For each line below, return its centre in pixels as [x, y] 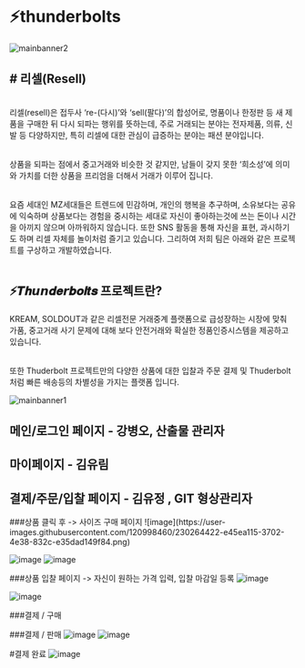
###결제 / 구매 [36, 615]
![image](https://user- [185, 522]
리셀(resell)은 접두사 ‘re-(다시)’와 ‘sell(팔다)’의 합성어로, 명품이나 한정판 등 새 [147, 112]
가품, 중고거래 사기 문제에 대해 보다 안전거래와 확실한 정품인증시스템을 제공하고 [149, 330]
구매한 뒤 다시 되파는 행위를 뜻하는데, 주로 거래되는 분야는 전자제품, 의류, [155, 124]
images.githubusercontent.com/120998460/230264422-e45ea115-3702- [147, 532]
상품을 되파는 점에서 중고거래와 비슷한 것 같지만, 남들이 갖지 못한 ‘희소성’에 [141, 164]
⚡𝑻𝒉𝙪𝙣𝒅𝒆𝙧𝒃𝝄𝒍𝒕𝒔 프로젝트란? [86, 291]
